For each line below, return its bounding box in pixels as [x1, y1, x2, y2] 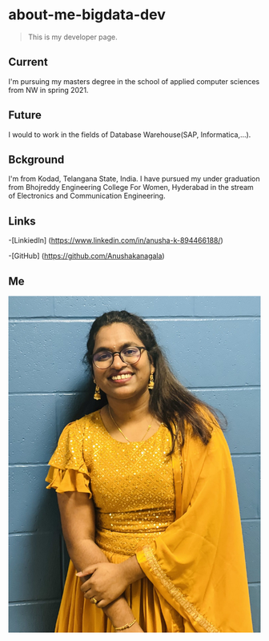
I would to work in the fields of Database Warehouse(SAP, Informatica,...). [8, 130, 251, 139]
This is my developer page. [27, 32, 118, 42]
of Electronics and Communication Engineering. [8, 191, 166, 201]
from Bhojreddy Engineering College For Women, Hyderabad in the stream [8, 183, 254, 192]
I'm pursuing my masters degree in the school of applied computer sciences [8, 76, 260, 86]
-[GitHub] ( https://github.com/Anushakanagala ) [8, 251, 166, 261]
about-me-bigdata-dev [8, 6, 166, 24]
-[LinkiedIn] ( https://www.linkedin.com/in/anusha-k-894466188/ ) [8, 236, 224, 245]
